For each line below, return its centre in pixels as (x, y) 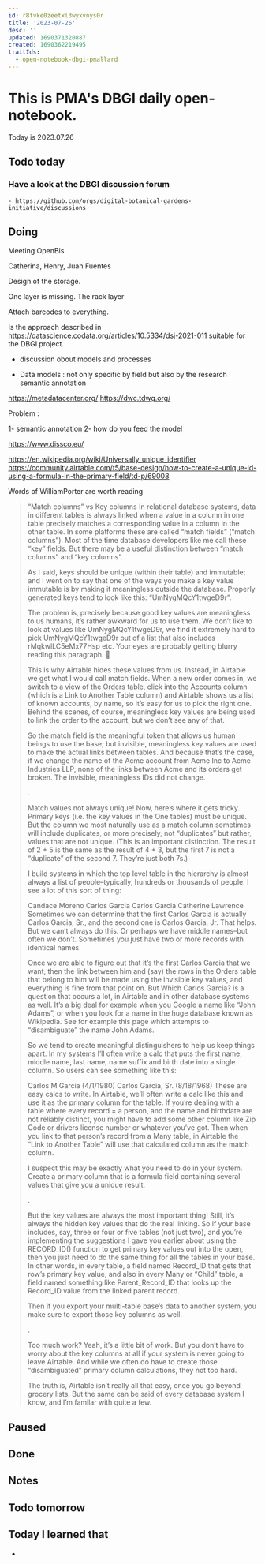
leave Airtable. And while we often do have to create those (123, 1362)
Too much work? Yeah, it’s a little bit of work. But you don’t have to (136, 1345)
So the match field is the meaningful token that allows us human (131, 735)
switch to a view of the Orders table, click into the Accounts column (137, 687)
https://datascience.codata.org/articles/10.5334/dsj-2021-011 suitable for (127, 335)
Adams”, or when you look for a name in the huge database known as (140, 1013)
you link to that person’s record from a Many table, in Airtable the (133, 1136)
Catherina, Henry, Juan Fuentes (60, 266)
